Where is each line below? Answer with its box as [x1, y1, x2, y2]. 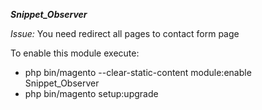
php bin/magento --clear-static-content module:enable [24, 67, 252, 78]
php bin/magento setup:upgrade [24, 88, 159, 99]
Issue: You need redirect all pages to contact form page [10, 28, 240, 39]
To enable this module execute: [10, 47, 140, 59]
